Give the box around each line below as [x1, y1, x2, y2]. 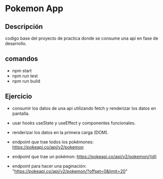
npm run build [12, 78, 41, 84]
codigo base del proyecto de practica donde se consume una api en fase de [5, 35, 159, 41]
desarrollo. [5, 41, 27, 46]
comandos [5, 55, 38, 63]
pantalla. [12, 111, 30, 116]
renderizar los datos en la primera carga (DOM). [12, 129, 109, 135]
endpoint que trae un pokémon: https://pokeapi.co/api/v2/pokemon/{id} [12, 154, 157, 159]
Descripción [5, 22, 43, 31]
